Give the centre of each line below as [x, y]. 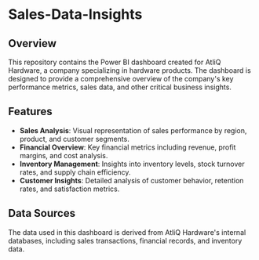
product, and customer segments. [74, 139]
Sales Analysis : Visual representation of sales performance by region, [133, 130]
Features [30, 112]
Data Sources [42, 213]
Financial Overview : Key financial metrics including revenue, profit [128, 147]
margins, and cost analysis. [64, 155]
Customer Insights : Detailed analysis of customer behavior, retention [131, 180]
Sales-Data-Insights [75, 14]
